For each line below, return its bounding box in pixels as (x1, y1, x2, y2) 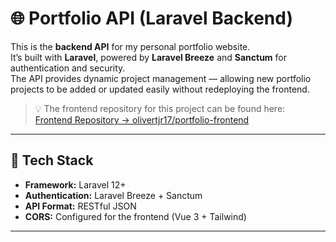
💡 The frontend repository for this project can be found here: (34, 102, 286, 114)
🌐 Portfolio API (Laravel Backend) (10, 7, 293, 30)
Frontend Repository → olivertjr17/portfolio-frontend (34, 113, 250, 126)
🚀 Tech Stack (10, 152, 94, 169)
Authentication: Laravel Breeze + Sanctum (24, 189, 203, 201)
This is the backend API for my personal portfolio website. (10, 40, 251, 52)
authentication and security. (10, 62, 126, 74)
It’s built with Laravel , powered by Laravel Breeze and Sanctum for (10, 51, 288, 63)
